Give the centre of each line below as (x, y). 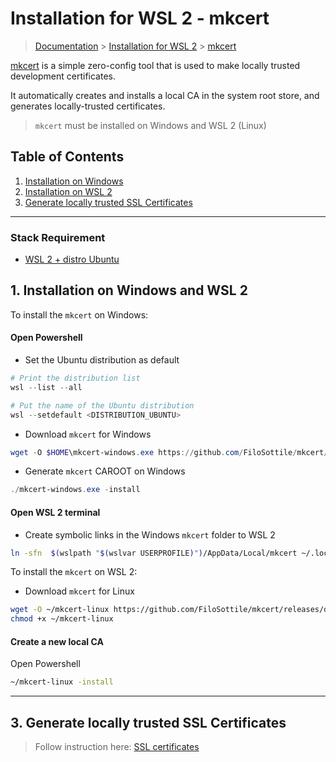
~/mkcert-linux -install (62, 682)
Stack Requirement (58, 237)
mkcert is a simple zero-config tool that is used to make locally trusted (155, 65)
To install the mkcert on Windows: (79, 314)
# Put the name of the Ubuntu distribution (102, 405)
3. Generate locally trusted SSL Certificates (148, 722)
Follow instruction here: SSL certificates (117, 747)
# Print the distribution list (75, 378)
